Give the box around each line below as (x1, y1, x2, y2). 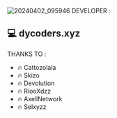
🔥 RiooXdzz (17, 87, 51, 95)
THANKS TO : (7, 50, 47, 58)
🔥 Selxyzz (17, 102, 47, 111)
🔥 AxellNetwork (17, 94, 63, 103)
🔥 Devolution (17, 79, 55, 87)
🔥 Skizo (17, 71, 40, 80)
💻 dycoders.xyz (7, 28, 81, 40)
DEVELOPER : (71, 7, 111, 15)
